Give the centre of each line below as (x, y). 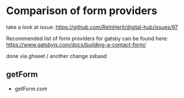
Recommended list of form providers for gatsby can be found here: (87, 38)
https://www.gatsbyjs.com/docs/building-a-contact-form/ (76, 45)
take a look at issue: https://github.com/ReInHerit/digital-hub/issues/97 (92, 27)
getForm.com (31, 89)
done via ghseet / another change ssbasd (56, 56)
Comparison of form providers (82, 11)
